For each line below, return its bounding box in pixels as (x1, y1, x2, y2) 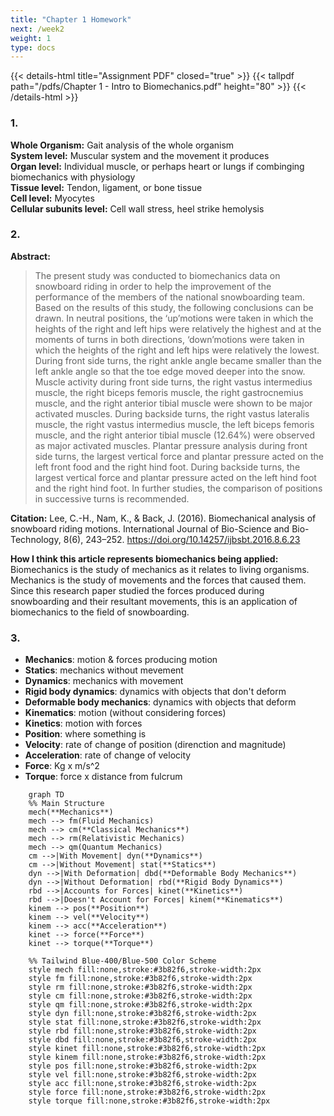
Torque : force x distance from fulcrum (24, 771, 183, 783)
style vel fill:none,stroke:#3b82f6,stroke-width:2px (28, 1070, 257, 1080)
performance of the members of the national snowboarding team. (34, 291, 306, 303)
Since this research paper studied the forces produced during (10, 584, 265, 596)
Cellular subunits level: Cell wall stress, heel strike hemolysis (10, 202, 265, 215)
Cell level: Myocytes (10, 192, 95, 204)
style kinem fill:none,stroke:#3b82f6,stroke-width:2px (28, 1052, 267, 1063)
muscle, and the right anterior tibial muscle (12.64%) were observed (34, 429, 316, 441)
